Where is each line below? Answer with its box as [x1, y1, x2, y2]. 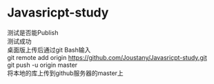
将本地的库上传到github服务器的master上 [7, 69, 124, 77]
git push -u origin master [7, 61, 78, 69]
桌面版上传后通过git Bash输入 [7, 45, 91, 54]
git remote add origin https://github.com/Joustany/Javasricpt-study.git [7, 53, 207, 61]
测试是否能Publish [7, 28, 59, 36]
